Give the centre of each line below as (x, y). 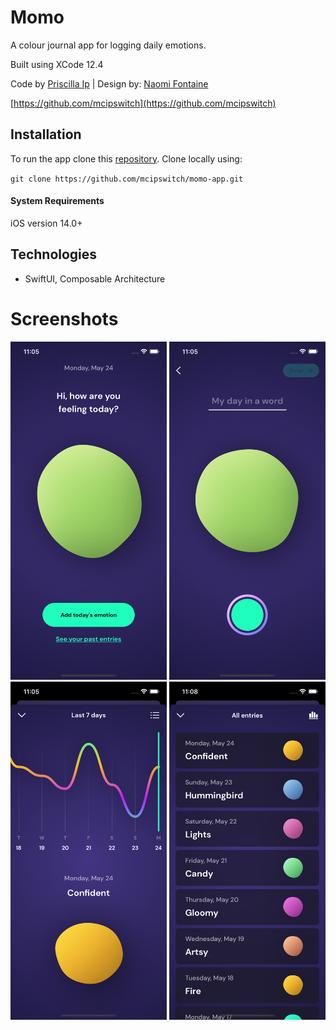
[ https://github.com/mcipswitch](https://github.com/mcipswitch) (143, 103)
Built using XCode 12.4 (57, 64)
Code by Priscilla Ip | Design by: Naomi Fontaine (109, 83)
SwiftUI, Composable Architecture (95, 278)
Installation (46, 134)
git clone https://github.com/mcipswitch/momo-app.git (127, 179)
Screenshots (64, 318)
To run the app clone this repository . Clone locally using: (126, 158)
